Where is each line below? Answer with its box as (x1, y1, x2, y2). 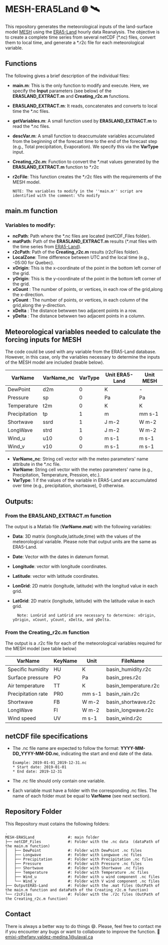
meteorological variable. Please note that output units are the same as (12, 538, 156, 544)
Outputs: (5, 497, 33, 506)
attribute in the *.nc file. (12, 461, 61, 467)
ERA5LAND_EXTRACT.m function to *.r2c (12, 164, 99, 170)
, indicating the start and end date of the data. (58, 750, 153, 757)
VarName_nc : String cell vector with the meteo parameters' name (12, 456, 148, 462)
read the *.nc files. (12, 123, 50, 129)
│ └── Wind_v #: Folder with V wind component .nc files (5, 878, 160, 884)
